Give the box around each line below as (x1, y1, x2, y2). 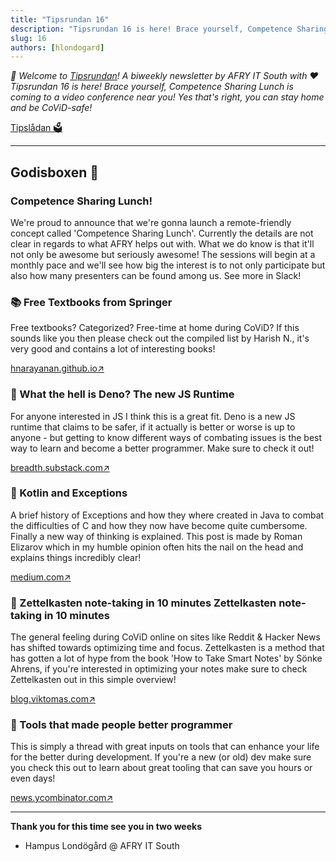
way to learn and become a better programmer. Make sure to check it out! (10, 442, 315, 454)
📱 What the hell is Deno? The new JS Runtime (10, 387, 235, 401)
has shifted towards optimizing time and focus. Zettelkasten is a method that (10, 642, 325, 654)
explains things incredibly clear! (10, 551, 142, 563)
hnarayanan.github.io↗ (10, 362, 105, 375)
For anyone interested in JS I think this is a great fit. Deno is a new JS (10, 410, 296, 422)
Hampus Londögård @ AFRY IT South (24, 840, 180, 852)
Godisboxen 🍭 (10, 164, 100, 181)
